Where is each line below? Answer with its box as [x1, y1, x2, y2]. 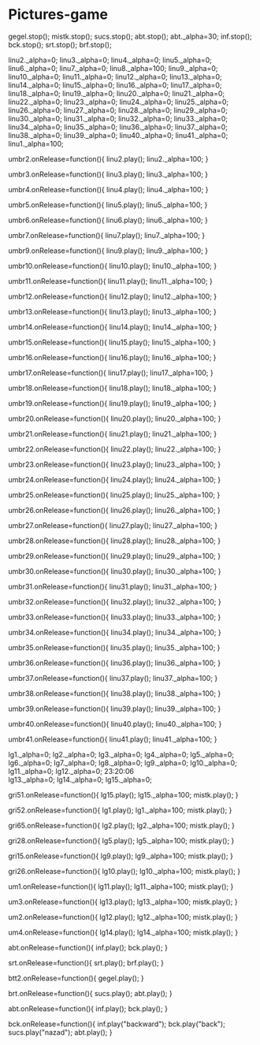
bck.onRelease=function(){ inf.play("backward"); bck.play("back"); [8, 1019, 226, 1028]
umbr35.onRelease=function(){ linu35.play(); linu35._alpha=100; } [8, 642, 221, 652]
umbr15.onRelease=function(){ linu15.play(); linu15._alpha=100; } [8, 337, 217, 347]
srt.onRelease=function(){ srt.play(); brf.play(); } [8, 958, 164, 967]
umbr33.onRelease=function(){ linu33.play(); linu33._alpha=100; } [8, 612, 221, 622]
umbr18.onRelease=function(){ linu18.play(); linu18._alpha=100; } [8, 383, 217, 392]
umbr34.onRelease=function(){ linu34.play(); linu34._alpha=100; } [8, 627, 222, 637]
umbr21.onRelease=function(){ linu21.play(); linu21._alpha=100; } [8, 429, 217, 438]
